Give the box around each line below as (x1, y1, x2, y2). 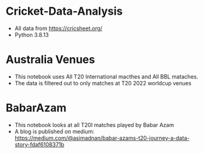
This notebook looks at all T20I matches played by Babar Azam (14, 121, 174, 128)
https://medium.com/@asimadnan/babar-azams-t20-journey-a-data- (14, 134, 190, 142)
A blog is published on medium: (14, 128, 95, 135)
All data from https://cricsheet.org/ (14, 25, 102, 32)
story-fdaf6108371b (14, 141, 65, 148)
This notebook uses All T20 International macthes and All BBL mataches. (14, 72, 198, 80)
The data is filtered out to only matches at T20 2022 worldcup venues (14, 79, 192, 87)
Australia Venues (6, 53, 96, 67)
